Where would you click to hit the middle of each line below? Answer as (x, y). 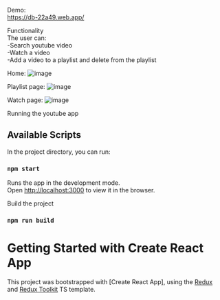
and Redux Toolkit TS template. (52, 289)
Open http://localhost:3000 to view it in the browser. (81, 190)
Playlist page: (26, 87)
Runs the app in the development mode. (64, 183)
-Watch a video (29, 52)
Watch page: (25, 100)
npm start (23, 169)
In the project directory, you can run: (59, 152)
